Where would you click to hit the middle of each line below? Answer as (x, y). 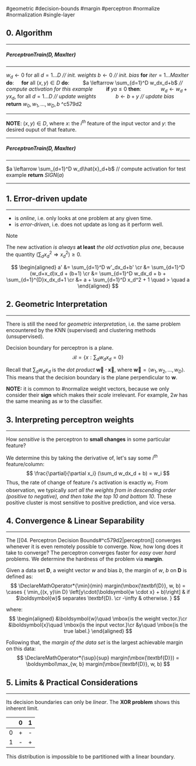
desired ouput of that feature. (41, 129)
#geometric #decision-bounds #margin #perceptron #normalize (83, 8)
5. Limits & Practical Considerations (72, 683)
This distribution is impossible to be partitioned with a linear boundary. (91, 757)
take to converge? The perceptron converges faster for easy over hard (91, 553)
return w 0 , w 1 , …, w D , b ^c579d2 (44, 105)
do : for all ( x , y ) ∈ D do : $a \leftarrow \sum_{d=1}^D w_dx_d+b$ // (94, 83)
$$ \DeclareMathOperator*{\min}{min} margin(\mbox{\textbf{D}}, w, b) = (98, 586)
